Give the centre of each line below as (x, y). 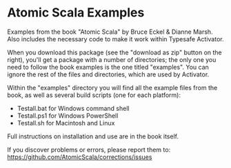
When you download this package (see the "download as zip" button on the (114, 52)
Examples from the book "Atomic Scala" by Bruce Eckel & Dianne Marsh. (110, 32)
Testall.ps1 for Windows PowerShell (68, 116)
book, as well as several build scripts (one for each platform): (94, 95)
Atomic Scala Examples (76, 13)
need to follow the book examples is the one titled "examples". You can (108, 67)
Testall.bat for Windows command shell (73, 108)
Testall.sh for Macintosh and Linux (66, 123)
